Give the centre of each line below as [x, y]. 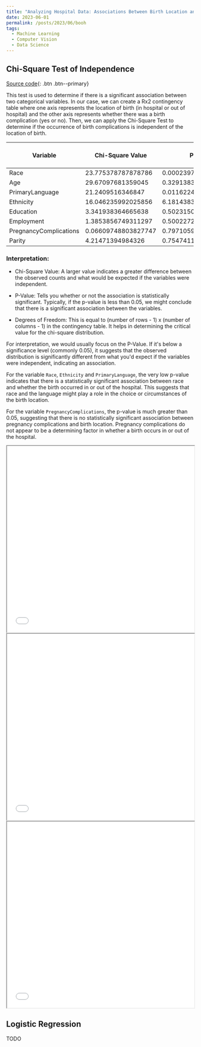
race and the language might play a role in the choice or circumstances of [97, 394]
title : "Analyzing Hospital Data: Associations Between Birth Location [97, 12]
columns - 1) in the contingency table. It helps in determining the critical [103, 326]
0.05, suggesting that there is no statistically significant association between [100, 417]
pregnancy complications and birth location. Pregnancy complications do [96, 424]
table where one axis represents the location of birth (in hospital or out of [96, 107]
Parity [17, 240]
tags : [13, 28]
